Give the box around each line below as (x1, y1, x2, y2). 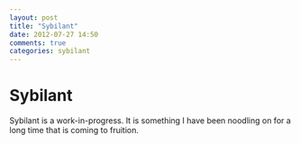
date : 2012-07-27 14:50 (9, 30, 99, 39)
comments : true (9, 38, 67, 48)
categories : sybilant (9, 47, 91, 56)
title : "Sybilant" (9, 22, 78, 31)
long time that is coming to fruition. (9, 125, 140, 136)
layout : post (9, 13, 59, 22)
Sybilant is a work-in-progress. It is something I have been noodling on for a (9, 115, 291, 126)
